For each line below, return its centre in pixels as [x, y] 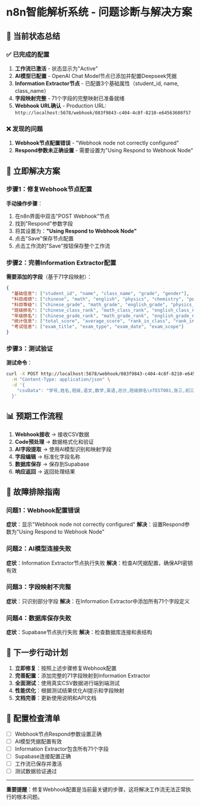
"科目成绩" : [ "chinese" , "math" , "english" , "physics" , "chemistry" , [98, 299]
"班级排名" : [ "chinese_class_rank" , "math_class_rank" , [81, 310]
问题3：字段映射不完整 [39, 587]
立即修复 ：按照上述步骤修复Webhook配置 [66, 668]
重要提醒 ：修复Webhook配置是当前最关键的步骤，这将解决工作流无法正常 [96, 789]
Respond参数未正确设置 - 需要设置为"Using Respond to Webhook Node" [104, 150]
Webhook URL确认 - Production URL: [60, 105]
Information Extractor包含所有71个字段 [62, 749]
